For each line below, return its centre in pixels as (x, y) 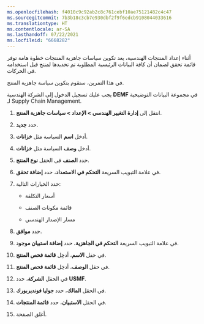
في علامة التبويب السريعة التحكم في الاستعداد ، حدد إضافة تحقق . (88, 172)
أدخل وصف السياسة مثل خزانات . (53, 148)
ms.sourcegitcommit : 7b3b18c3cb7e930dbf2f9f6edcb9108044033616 (89, 18)
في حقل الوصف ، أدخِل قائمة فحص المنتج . (62, 267)
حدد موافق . (29, 231)
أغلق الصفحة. (31, 314)
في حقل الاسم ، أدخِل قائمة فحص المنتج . (61, 255)
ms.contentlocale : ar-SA (39, 29)
